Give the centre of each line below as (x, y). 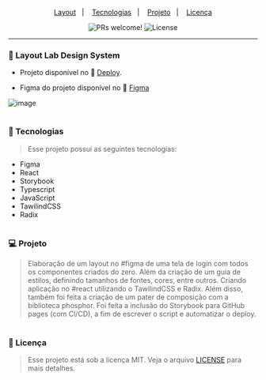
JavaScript (37, 198)
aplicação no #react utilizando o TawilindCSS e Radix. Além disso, (135, 289)
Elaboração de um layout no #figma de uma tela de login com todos (138, 264)
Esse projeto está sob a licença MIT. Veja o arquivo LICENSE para (135, 359)
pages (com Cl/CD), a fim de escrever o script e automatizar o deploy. (142, 314)
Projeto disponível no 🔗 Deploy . (70, 73)
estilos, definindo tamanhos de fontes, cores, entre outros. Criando (137, 280)
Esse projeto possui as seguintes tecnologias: (102, 149)
